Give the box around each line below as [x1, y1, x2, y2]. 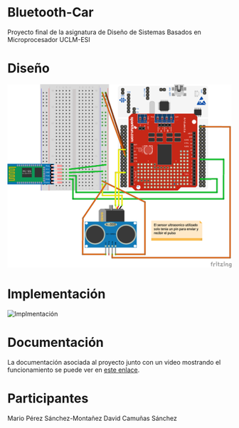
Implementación [7, 286, 106, 302]
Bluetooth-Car [7, 4, 94, 21]
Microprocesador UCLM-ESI [7, 35, 90, 43]
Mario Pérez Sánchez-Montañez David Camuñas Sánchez [7, 414, 178, 422]
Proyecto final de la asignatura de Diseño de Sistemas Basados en [7, 28, 201, 36]
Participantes [7, 390, 89, 406]
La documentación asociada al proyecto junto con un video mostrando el [7, 358, 221, 366]
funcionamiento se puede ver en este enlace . [7, 365, 140, 374]
